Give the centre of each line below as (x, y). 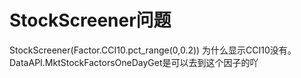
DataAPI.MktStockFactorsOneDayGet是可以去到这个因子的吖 (134, 62)
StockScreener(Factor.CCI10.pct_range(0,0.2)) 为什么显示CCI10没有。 (153, 50)
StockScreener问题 (90, 20)
